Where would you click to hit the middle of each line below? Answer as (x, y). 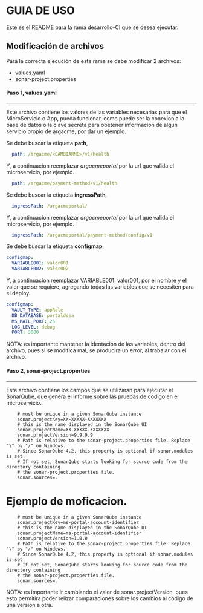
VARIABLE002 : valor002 (40, 269)
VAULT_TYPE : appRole (37, 310)
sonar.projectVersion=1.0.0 (52, 539)
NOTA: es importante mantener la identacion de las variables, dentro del (96, 344)
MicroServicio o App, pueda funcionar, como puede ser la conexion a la (95, 118)
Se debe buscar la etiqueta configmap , (55, 246)
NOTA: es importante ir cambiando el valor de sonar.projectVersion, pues (97, 592)
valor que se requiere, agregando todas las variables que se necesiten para (100, 287)
